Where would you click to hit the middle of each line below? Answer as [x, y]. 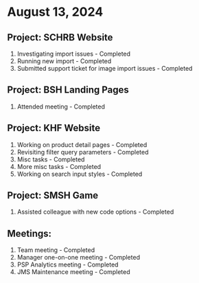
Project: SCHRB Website [60, 37]
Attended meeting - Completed [61, 106]
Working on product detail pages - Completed [82, 144]
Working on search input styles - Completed [80, 174]
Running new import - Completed [64, 61]
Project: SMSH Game [53, 195]
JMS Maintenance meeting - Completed [73, 272]
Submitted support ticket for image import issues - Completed [105, 68]
